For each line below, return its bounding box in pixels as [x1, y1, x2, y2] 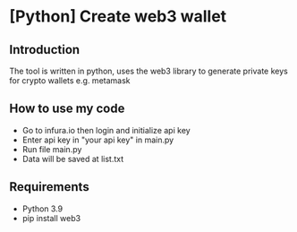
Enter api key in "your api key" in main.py [21, 134, 174, 145]
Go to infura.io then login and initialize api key [21, 125, 191, 135]
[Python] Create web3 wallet [9, 6, 227, 27]
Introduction [9, 42, 81, 57]
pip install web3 [21, 212, 81, 223]
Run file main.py [21, 143, 82, 154]
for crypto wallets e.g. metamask [9, 75, 131, 86]
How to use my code [9, 101, 125, 116]
